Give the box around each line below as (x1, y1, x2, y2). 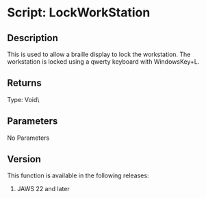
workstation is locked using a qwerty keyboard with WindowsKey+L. (7, 58, 200, 66)
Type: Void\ (7, 95, 40, 103)
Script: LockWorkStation (7, 5, 151, 21)
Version (7, 153, 41, 165)
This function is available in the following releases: (7, 171, 149, 180)
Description (7, 32, 58, 44)
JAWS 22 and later (16, 185, 70, 193)
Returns (7, 77, 42, 89)
